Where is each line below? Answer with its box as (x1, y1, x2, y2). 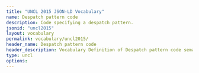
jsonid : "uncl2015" (6, 25, 54, 31)
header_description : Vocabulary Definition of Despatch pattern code (6, 47, 182, 53)
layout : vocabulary (6, 31, 54, 36)
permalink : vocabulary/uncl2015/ (6, 36, 89, 42)
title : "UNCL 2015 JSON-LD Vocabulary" (6, 8, 105, 15)
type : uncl (6, 52, 33, 58)
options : (6, 58, 28, 64)
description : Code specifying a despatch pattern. (6, 19, 134, 25)
